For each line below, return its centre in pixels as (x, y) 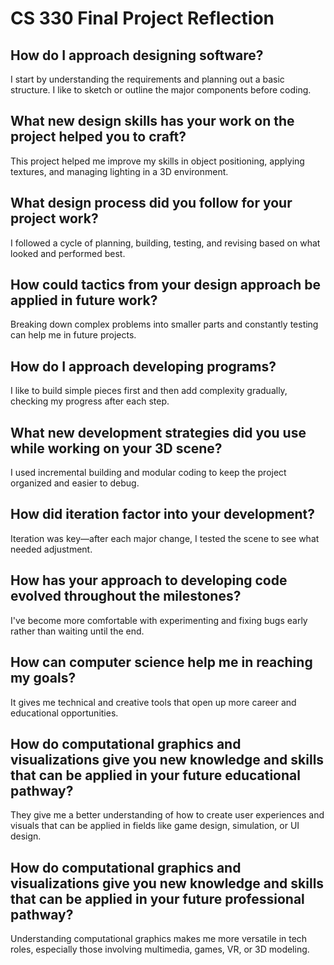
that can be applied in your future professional (157, 898)
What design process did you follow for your (151, 203)
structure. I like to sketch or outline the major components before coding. (161, 90)
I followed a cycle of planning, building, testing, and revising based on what (165, 243)
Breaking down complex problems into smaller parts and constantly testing (164, 324)
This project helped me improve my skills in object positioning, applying (157, 161)
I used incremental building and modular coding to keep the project (148, 473)
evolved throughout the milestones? (126, 596)
